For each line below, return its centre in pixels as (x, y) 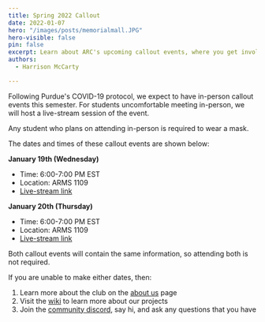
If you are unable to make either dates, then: (80, 277)
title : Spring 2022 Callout (54, 15)
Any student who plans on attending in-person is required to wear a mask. (129, 128)
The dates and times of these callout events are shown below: (109, 144)
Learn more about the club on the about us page (98, 292)
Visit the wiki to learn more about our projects (93, 301)
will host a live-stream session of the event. (79, 113)
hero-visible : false (42, 37)
